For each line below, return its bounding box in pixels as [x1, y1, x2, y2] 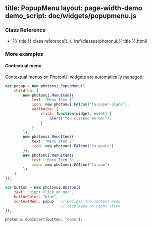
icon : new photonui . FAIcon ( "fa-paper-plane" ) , [31, 102, 130, 107]
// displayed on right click [60, 204, 121, 209]
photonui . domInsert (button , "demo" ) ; [5, 217, 83, 222]
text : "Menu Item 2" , [31, 139, 77, 144]
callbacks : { [31, 107, 58, 112]
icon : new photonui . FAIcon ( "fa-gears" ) [31, 144, 114, 149]
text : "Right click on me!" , [14, 190, 74, 195]
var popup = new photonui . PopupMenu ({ [5, 83, 85, 89]
